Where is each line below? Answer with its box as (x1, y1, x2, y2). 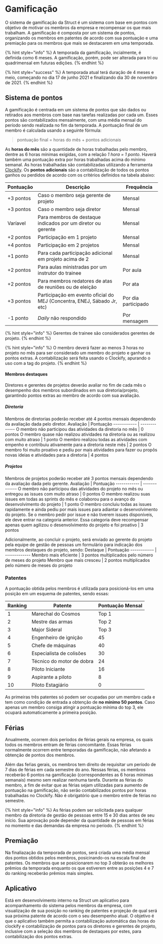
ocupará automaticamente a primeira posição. (5, 710, 97, 715)
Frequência (126, 183, 153, 190)
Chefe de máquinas (31, 642, 76, 649)
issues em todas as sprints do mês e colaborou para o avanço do (5, 496, 135, 502)
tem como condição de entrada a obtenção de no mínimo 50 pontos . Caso (5, 699, 155, 705)
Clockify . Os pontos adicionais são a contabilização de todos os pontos (5, 167, 149, 173)
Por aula (123, 267, 142, 273)
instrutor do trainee (37, 269, 81, 276)
